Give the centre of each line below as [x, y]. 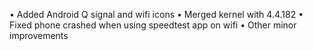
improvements [39, 35]
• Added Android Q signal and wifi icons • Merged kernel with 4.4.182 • [156, 14]
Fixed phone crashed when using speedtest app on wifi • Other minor [153, 25]
